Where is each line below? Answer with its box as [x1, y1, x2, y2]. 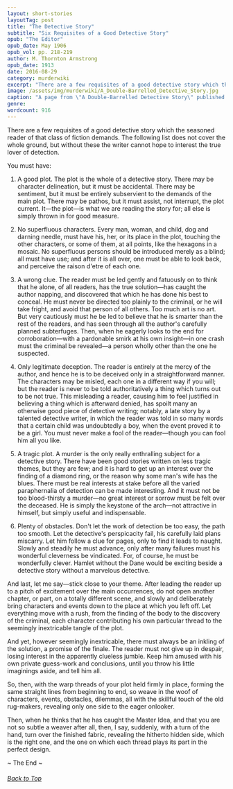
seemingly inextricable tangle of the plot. [7, 623, 124, 632]
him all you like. [17, 436, 62, 444]
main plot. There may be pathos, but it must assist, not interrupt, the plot [17, 197, 224, 205]
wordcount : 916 [7, 107, 51, 114]
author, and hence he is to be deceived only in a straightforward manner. [17, 370, 225, 378]
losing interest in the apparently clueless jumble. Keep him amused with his [7, 652, 222, 660]
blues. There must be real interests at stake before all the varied [17, 479, 200, 487]
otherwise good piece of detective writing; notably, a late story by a [17, 406, 211, 415]
